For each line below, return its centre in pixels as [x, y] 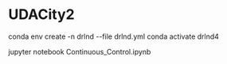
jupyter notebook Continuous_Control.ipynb [80, 51]
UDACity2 [41, 15]
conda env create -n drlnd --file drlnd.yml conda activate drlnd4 [113, 36]
